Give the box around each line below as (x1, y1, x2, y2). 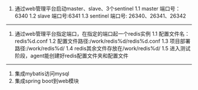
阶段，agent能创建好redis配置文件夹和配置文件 (14, 52, 128, 59)
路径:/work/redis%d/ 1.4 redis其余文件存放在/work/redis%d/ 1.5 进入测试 (14, 45, 191, 51)
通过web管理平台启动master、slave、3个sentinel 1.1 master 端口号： (14, 5, 181, 12)
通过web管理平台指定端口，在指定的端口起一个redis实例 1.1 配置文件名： (14, 30, 190, 37)
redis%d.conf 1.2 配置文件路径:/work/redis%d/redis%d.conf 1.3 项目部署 (14, 37, 191, 44)
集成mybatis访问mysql (14, 70, 70, 77)
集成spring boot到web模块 (14, 78, 80, 84)
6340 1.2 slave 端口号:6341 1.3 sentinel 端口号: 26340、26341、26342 (14, 12, 187, 19)
